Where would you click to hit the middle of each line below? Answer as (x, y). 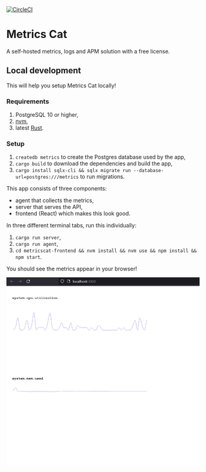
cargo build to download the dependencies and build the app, (94, 163)
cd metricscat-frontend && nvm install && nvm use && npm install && (106, 251)
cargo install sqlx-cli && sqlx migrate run (73, 171)
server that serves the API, (49, 207)
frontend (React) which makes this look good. (73, 214)
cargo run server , (38, 237)
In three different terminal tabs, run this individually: (71, 226)
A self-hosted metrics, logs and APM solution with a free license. (88, 51)
